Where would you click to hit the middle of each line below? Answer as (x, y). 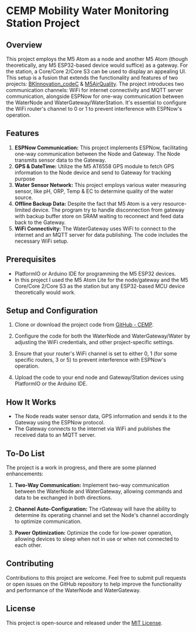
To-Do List (25, 453)
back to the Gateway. (40, 222)
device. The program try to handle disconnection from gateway (108, 210)
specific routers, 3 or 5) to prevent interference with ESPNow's (90, 360)
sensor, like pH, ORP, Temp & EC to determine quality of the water (94, 191)
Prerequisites (31, 259)
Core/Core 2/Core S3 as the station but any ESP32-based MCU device (100, 286)
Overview (24, 45)
